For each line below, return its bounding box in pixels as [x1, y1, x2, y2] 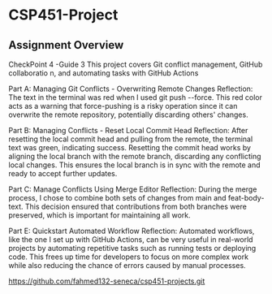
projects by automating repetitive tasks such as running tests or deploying [8, 244, 257, 253]
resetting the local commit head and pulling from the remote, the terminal [8, 134, 253, 144]
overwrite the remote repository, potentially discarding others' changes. [8, 110, 249, 119]
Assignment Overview [8, 38, 124, 52]
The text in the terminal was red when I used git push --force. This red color [8, 93, 262, 102]
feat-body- [227, 193, 265, 202]
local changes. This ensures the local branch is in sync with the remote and [8, 160, 261, 170]
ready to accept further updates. [8, 169, 118, 178]
